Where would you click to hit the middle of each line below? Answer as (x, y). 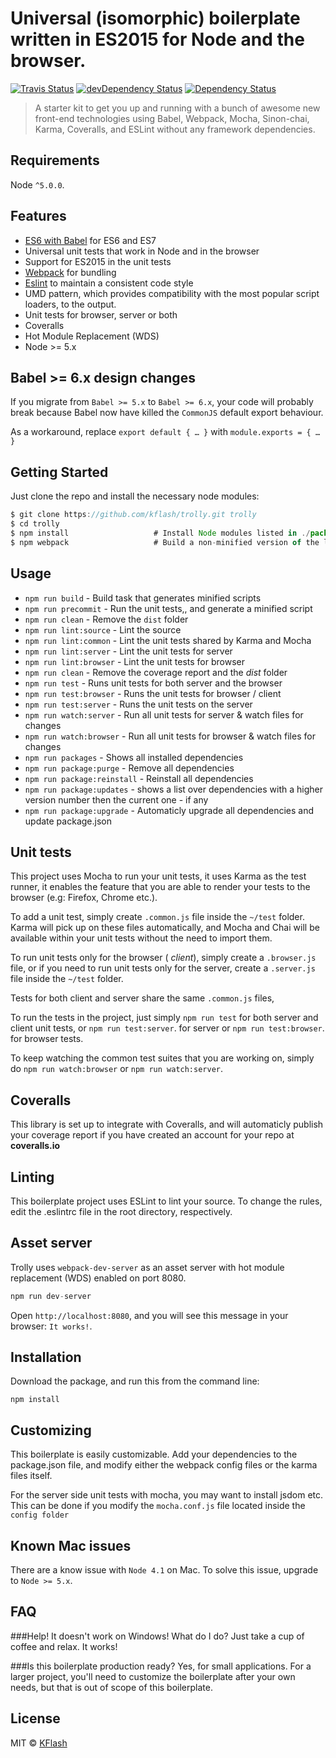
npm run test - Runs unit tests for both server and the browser (153, 683)
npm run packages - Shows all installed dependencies (134, 757)
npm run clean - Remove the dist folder (106, 619)
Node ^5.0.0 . (37, 184)
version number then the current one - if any (116, 799)
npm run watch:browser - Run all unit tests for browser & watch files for (170, 736)
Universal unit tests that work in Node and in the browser (142, 251)
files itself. (31, 1476)
